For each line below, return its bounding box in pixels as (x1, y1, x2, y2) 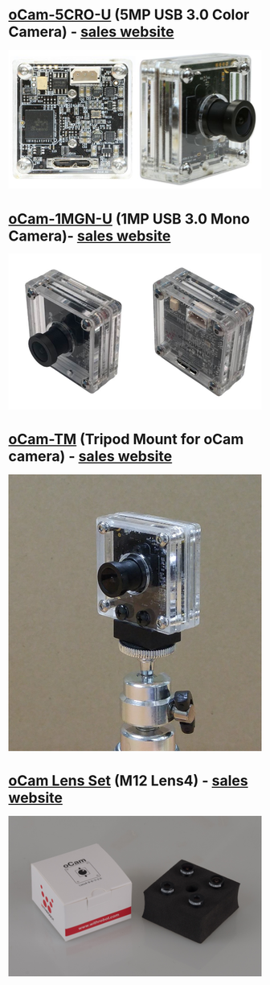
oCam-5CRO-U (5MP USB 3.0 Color (8, 6, 250, 24)
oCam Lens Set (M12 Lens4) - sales (8, 772, 248, 790)
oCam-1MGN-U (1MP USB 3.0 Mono (8, 209, 251, 228)
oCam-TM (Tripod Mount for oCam (8, 431, 244, 448)
